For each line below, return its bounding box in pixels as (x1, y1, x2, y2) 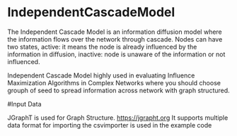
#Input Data (7, 99, 42, 108)
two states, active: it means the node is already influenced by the (7, 42, 197, 51)
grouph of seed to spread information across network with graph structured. (7, 86, 230, 94)
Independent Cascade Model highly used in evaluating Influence (7, 71, 195, 80)
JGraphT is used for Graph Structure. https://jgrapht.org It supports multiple (7, 113, 229, 122)
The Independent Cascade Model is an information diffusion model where (7, 27, 223, 36)
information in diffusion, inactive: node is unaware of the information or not (7, 50, 226, 58)
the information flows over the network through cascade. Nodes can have (7, 35, 223, 43)
